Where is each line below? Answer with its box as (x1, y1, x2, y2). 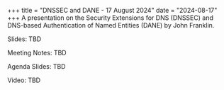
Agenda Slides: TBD (7, 62, 66, 70)
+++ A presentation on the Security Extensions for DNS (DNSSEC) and (7, 13, 214, 22)
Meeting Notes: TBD (7, 49, 67, 57)
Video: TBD (7, 76, 41, 84)
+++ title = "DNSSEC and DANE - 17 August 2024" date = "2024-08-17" (7, 6, 218, 14)
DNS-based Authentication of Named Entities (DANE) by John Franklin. (7, 21, 215, 29)
